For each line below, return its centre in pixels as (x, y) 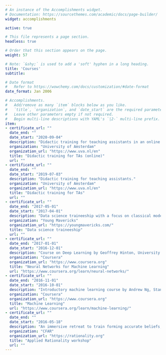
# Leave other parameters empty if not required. (59, 114)
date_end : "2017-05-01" (34, 207)
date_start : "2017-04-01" (36, 212)
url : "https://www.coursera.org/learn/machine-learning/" (71, 308)
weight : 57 (16, 55)
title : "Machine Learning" (37, 303)
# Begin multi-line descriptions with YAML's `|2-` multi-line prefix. (83, 119)
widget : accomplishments (31, 19)
